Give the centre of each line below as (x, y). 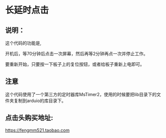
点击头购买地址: (29, 118)
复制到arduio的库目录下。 (40, 101)
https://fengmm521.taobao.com (37, 130)
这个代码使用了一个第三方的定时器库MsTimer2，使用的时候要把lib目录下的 (81, 94)
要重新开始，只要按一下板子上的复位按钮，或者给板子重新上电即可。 (75, 64)
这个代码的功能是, (23, 43)
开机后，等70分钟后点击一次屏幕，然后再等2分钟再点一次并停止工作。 (77, 54)
